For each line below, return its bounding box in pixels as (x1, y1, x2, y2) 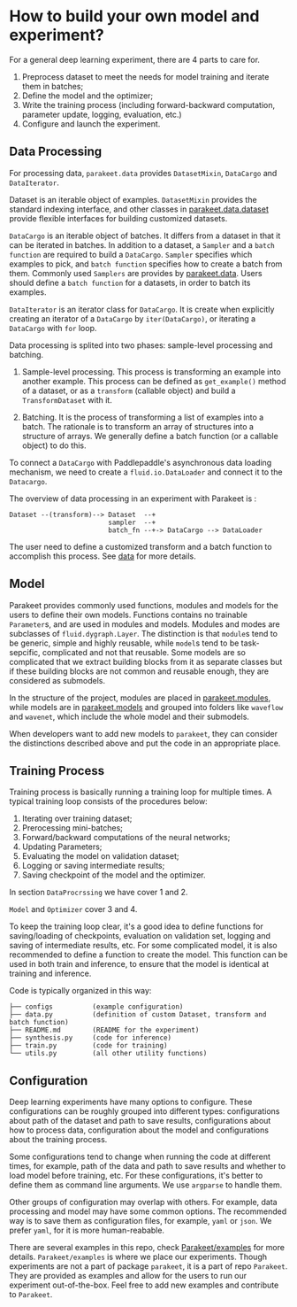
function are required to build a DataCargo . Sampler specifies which (9, 249, 253, 259)
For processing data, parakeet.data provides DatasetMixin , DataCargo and (9, 167, 278, 178)
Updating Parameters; (21, 841, 103, 852)
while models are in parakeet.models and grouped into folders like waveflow (9, 701, 284, 712)
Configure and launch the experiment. (21, 118, 161, 129)
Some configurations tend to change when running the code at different (9, 1151, 271, 1162)
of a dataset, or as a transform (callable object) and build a (21, 385, 236, 396)
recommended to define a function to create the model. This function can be (9, 949, 288, 960)
